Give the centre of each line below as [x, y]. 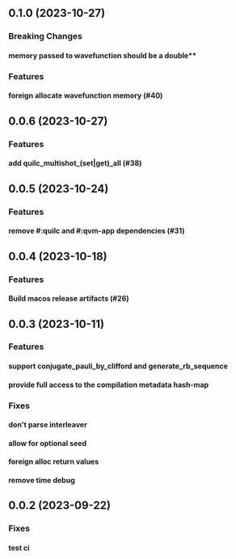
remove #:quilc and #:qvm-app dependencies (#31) [97, 231]
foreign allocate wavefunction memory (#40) [86, 95]
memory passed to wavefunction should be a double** [102, 55]
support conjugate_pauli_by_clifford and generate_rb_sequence [118, 366]
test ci [19, 548]
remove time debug [42, 480]
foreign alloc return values [54, 462]
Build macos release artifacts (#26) [69, 299]
